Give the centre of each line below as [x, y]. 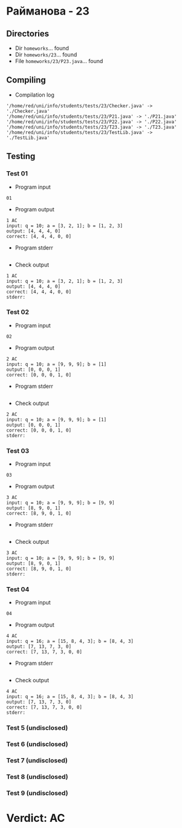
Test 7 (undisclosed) [37, 761]
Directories [28, 34]
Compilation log [34, 95]
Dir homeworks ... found [42, 48]
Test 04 [18, 589]
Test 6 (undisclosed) [37, 744]
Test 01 [17, 174]
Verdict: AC [36, 818]
